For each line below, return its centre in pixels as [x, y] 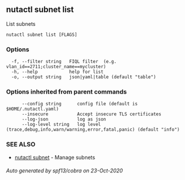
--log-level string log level [61, 125]
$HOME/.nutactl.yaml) [33, 109]
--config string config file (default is [80, 104]
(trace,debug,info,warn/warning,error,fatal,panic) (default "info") [93, 130]
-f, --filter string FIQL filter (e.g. [64, 62]
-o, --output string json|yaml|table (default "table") [84, 77]
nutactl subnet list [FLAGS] [42, 35]
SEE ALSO [21, 145]
